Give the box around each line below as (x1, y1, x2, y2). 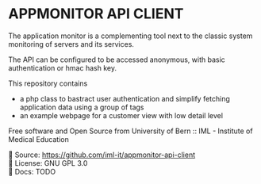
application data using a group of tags (19, 102, 144, 112)
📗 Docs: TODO (8, 167, 56, 176)
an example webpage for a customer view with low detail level (19, 110, 224, 120)
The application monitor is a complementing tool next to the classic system (8, 31, 253, 40)
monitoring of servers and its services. (8, 39, 135, 48)
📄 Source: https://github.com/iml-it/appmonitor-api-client (8, 150, 196, 159)
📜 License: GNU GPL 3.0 (8, 158, 88, 167)
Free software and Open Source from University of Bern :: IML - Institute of (8, 126, 253, 136)
